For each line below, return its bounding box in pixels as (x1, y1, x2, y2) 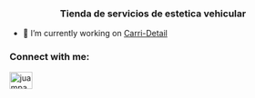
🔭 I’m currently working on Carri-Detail (22, 28, 168, 39)
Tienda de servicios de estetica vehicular (59, 7, 247, 20)
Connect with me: (9, 51, 90, 64)
